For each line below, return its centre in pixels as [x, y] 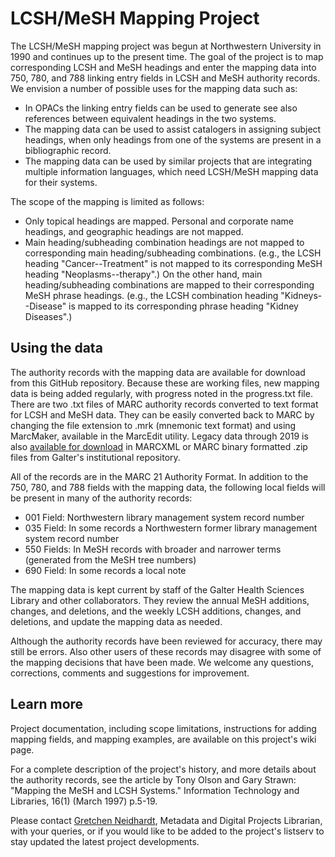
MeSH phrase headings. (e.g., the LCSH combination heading [151, 295]
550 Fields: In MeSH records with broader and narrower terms [153, 549]
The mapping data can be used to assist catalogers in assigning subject [173, 129]
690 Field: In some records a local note [105, 570]
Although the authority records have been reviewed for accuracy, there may [166, 641]
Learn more [47, 704]
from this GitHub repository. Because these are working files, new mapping [165, 383]
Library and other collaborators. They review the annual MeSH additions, [160, 600]
